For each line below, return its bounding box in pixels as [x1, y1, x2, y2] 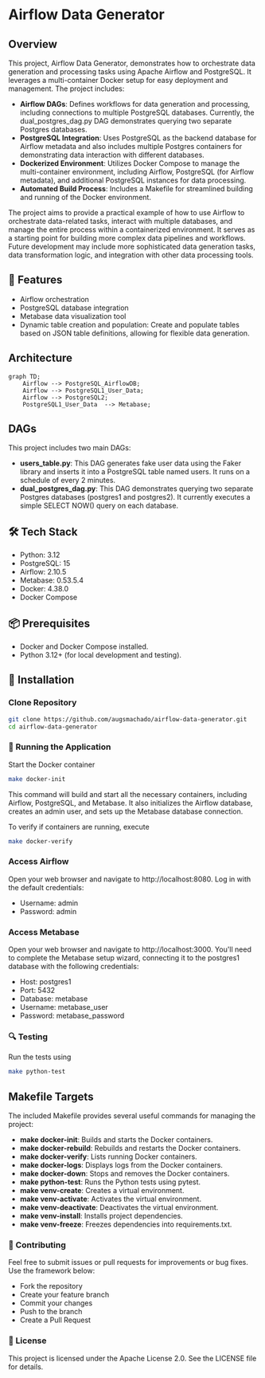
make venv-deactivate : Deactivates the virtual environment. [19, 1203, 219, 1212]
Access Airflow [8, 856, 69, 867]
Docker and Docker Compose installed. [19, 642, 149, 651]
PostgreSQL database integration [19, 303, 129, 312]
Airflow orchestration [19, 294, 90, 304]
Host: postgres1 [19, 977, 72, 987]
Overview [8, 37, 58, 51]
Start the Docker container [8, 760, 95, 769]
